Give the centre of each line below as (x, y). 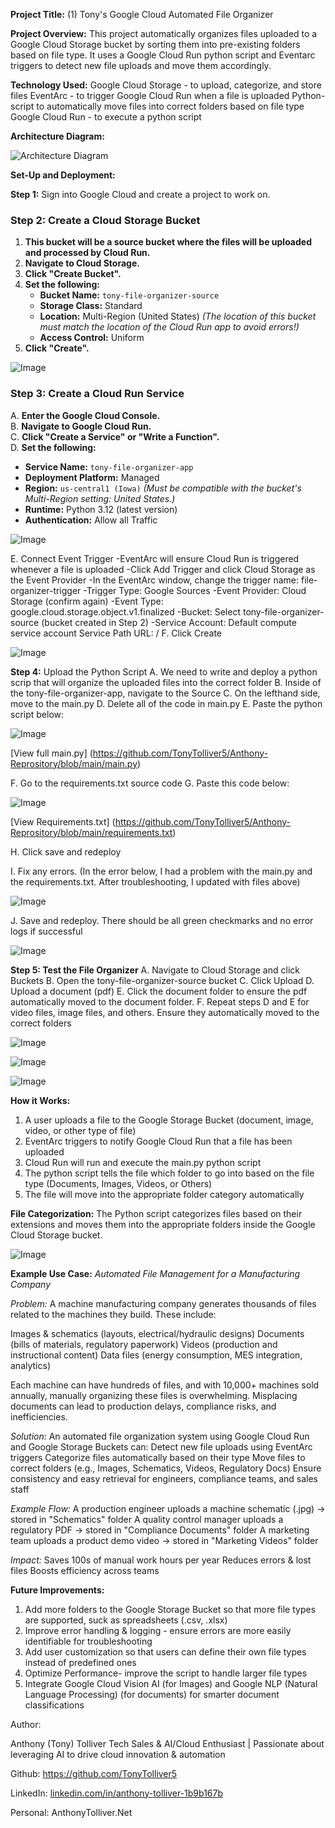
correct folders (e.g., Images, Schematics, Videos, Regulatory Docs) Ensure (166, 1468)
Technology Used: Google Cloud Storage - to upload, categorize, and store (166, 85)
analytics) (30, 1365)
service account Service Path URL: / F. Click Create (116, 633)
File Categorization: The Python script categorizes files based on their (156, 1213)
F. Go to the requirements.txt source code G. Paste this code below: (150, 783)
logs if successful (46, 931)
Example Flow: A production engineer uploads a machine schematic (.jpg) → (168, 1508)
